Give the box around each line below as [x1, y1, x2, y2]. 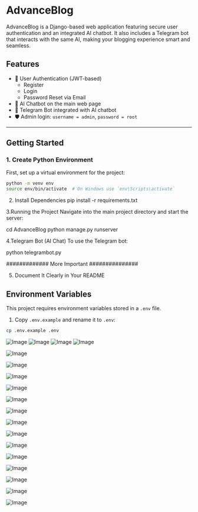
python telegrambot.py [6, 249, 62, 256]
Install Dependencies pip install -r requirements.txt [14, 197, 138, 204]
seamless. [6, 42, 31, 49]
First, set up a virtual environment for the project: [6, 169, 126, 176]
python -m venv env [6, 181, 54, 186]
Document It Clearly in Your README [14, 272, 105, 279]
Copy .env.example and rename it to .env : [14, 316, 116, 323]
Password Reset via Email [23, 94, 86, 101]
